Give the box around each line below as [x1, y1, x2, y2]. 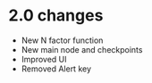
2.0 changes [8, 5, 104, 26]
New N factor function [21, 35, 104, 46]
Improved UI [21, 54, 67, 64]
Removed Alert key [21, 63, 91, 74]
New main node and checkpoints [21, 44, 143, 54]
